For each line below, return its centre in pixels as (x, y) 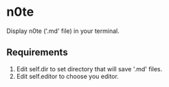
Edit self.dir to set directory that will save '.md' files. (89, 69)
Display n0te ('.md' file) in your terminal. (63, 31)
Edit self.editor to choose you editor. (68, 76)
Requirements (37, 52)
